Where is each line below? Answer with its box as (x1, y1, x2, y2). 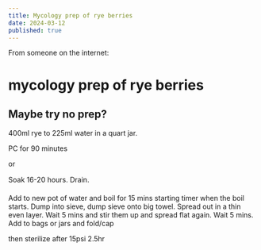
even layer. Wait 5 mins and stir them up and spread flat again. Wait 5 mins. (8, 210, 254, 220)
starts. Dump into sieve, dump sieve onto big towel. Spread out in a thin (8, 202, 241, 211)
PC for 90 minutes (8, 144, 68, 153)
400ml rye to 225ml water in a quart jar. (8, 129, 138, 138)
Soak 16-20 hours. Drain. (8, 175, 90, 185)
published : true (8, 26, 62, 34)
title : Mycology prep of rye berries (8, 11, 133, 20)
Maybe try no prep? (8, 107, 107, 121)
